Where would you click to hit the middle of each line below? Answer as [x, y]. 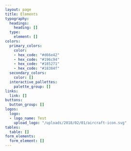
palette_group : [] [32, 86]
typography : [17, 19]
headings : [19, 23]
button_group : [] [27, 105]
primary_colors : [26, 46]
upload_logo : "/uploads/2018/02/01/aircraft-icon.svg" [70, 123]
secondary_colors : [28, 73]
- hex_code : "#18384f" [37, 69]
